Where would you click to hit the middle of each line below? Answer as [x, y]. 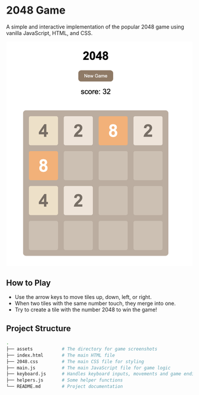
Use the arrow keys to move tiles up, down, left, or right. [83, 297]
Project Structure [38, 328]
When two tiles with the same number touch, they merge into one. [95, 304]
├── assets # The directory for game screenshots [82, 349]
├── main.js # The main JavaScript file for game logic [88, 368]
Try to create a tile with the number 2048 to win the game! [86, 310]
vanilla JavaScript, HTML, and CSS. [49, 33]
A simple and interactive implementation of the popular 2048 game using [95, 27]
